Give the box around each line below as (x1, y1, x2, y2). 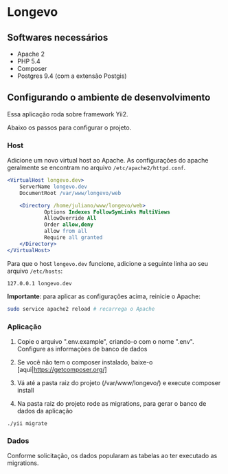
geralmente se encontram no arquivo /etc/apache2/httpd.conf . (7, 163, 186, 172)
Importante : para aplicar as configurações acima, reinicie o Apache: (7, 292, 201, 300)
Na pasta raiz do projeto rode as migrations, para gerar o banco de (16, 399, 207, 407)
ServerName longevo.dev (19, 183, 88, 190)
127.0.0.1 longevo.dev (7, 280, 72, 287)
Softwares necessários (7, 32, 109, 43)
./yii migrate (7, 420, 48, 427)
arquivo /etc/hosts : (7, 267, 63, 275)
